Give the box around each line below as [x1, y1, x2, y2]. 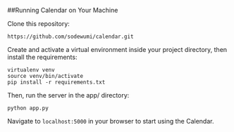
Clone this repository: [7, 20, 70, 27]
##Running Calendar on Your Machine [7, 6, 118, 14]
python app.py [7, 105, 49, 112]
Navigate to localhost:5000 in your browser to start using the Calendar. [7, 117, 214, 125]
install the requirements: [7, 53, 78, 61]
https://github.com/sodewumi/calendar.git [7, 33, 134, 40]
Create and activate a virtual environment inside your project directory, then [7, 46, 228, 53]
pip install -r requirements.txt [7, 79, 106, 86]
